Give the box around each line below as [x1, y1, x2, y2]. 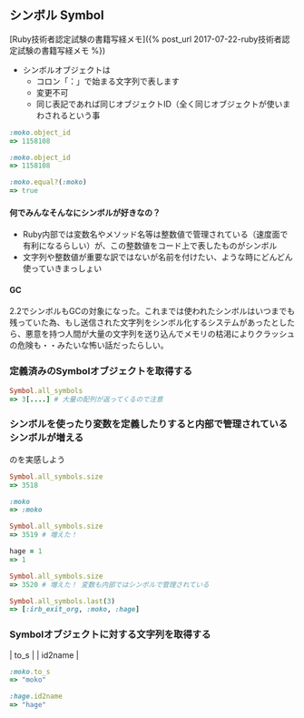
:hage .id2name [9, 692, 64, 702]
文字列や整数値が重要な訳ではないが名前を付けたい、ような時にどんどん [22, 252, 293, 263]
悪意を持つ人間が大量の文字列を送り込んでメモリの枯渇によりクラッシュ [25, 329, 296, 339]
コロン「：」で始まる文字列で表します [35, 76, 180, 86]
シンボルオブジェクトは [22, 64, 111, 75]
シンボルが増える [9, 431, 84, 444]
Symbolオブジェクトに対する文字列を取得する [9, 628, 211, 641]
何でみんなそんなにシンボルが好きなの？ [9, 207, 161, 217]
